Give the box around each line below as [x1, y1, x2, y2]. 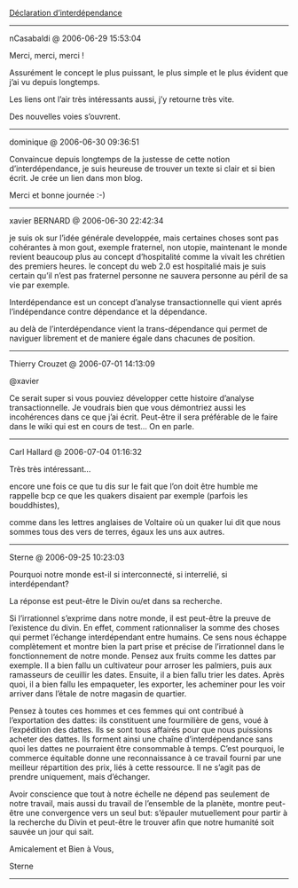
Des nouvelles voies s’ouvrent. [9, 111, 122, 122]
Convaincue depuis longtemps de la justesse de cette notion [9, 154, 231, 164]
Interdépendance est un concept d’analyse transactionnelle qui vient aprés [9, 297, 282, 307]
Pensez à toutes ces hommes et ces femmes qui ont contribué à [9, 705, 244, 716]
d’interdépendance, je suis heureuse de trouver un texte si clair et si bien [9, 163, 276, 174]
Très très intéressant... [9, 464, 91, 474]
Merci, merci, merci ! [9, 51, 84, 60]
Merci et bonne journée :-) [9, 190, 106, 200]
